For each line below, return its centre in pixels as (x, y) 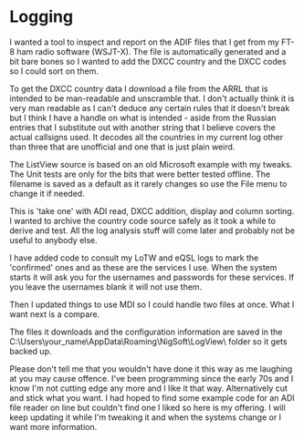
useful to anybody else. (53, 240)
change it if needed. (47, 193)
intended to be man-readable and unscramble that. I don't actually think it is (152, 98)
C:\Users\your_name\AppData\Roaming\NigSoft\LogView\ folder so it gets (148, 341)
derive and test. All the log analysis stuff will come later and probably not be (152, 230)
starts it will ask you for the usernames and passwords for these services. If (152, 277)
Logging (42, 17)
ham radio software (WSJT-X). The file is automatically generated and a (152, 51)
